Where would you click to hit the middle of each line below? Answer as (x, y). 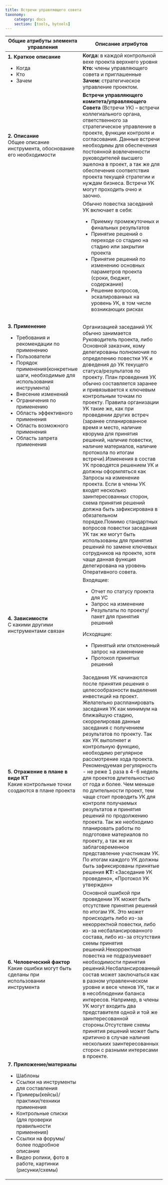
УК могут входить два (109, 1006)
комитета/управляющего (114, 102)
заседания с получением (113, 728)
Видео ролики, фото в (42, 1157)
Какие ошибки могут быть (39, 968)
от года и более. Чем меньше (118, 784)
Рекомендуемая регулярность (120, 765)
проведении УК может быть (116, 899)
